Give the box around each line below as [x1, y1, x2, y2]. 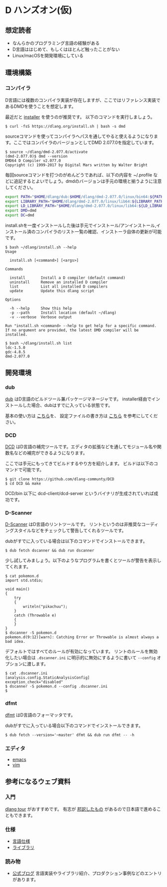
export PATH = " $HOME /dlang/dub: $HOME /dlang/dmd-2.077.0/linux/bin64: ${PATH [5, 194, 164, 199]
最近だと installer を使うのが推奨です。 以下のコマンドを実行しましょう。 [5, 114, 155, 120]
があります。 [12, 877, 39, 883]
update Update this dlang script [9, 289, 94, 294]
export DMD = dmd [5, 208, 37, 213]
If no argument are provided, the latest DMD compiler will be [5, 328, 139, 333]
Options [5, 297, 21, 302]
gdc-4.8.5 [5, 350, 26, 355]
